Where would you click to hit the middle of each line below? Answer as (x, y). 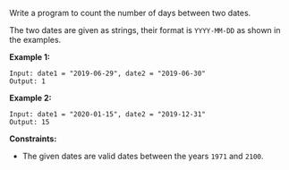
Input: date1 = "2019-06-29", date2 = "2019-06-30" (107, 73)
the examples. (35, 40)
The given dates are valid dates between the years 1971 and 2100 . (143, 156)
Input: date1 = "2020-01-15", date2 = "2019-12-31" (107, 115)
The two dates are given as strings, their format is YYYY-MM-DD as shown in (145, 30)
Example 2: (30, 98)
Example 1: (30, 57)
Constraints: (33, 139)
